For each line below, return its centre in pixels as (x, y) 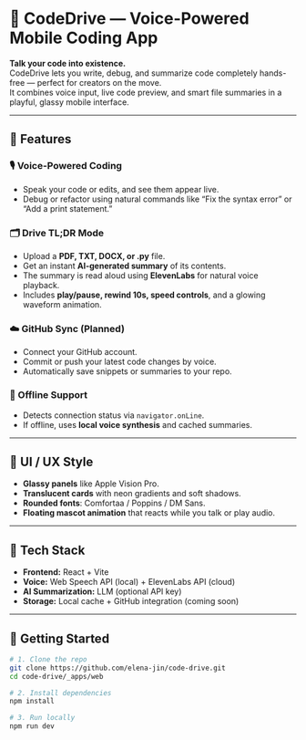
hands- (273, 73)
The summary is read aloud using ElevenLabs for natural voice (140, 275)
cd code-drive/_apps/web (56, 676)
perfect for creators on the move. (99, 82)
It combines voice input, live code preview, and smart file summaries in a (146, 92)
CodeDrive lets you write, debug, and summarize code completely (133, 73)
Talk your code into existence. (67, 63)
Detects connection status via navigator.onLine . (113, 415)
